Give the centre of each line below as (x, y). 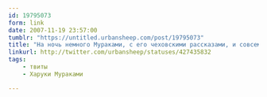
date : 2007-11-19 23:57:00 (53, 30)
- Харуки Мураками (53, 74)
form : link (26, 23)
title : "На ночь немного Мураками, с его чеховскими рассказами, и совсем (135, 45)
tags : (17, 60)
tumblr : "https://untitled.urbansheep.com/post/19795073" (106, 37)
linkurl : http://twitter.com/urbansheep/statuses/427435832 (110, 52)
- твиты (35, 67)
